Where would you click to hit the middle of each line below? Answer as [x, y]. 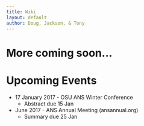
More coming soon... [59, 53]
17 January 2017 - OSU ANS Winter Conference [74, 97]
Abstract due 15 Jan [49, 104]
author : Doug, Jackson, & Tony [45, 23]
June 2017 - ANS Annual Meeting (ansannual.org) [77, 110]
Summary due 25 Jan [51, 116]
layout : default [27, 17]
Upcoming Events [52, 80]
